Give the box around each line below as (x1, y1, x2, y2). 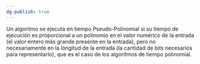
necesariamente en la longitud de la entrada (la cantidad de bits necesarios (6, 44, 193, 51)
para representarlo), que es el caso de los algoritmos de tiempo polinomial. (6, 50, 192, 57)
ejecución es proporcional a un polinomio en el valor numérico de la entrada (6, 31, 195, 39)
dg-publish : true (6, 8, 50, 15)
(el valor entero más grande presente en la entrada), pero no (6, 38, 156, 45)
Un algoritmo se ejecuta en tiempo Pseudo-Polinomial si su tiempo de (6, 25, 179, 32)
